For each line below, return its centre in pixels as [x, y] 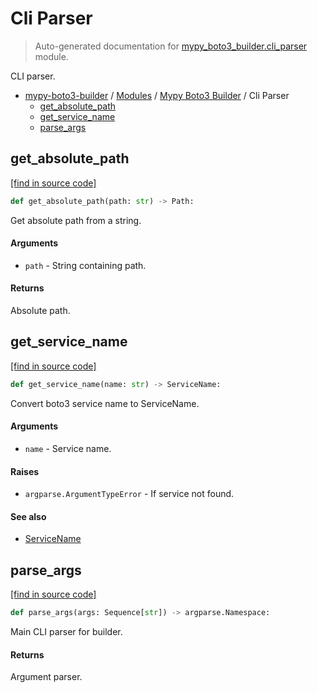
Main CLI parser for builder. [66, 632]
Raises [25, 471]
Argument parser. [46, 677]
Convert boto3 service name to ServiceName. [105, 403]
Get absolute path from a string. [76, 220]
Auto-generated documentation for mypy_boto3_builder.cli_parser [171, 46]
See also [28, 516]
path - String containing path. [85, 265]
